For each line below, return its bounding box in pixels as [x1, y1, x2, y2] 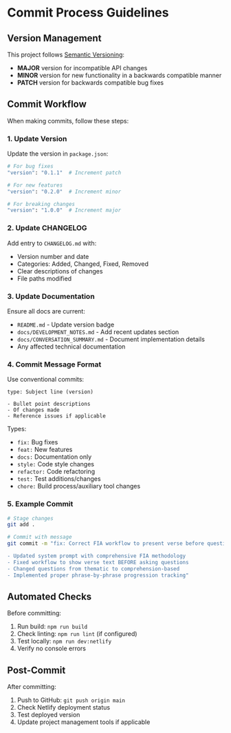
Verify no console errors [16, 644, 86, 652]
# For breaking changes [7, 200, 76, 207]
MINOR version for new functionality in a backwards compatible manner [16, 71, 222, 79]
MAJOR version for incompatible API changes [16, 64, 148, 72]
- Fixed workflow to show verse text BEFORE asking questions [7, 559, 189, 566]
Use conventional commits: [7, 375, 85, 384]
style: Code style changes [16, 460, 95, 468]
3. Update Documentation [7, 291, 95, 301]
